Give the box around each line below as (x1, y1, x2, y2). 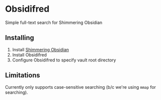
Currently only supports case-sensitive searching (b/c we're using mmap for (5, 84, 156, 90)
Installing (5, 34, 34, 42)
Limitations (5, 71, 40, 80)
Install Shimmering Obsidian (12, 46, 69, 52)
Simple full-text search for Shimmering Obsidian (5, 20, 103, 25)
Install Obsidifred (12, 52, 47, 58)
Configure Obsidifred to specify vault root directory (12, 57, 116, 63)
